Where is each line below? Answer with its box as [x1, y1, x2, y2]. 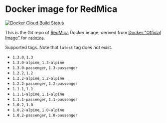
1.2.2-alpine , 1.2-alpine [12, 75, 65, 81]
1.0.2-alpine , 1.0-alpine [12, 107, 65, 113]
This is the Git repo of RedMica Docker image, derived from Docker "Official [5, 29, 161, 35]
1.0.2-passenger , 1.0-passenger [12, 112, 78, 118]
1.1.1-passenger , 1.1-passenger [12, 96, 78, 102]
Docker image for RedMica [5, 3, 118, 15]
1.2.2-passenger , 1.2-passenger [12, 80, 78, 86]
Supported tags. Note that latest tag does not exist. [5, 44, 113, 50]
